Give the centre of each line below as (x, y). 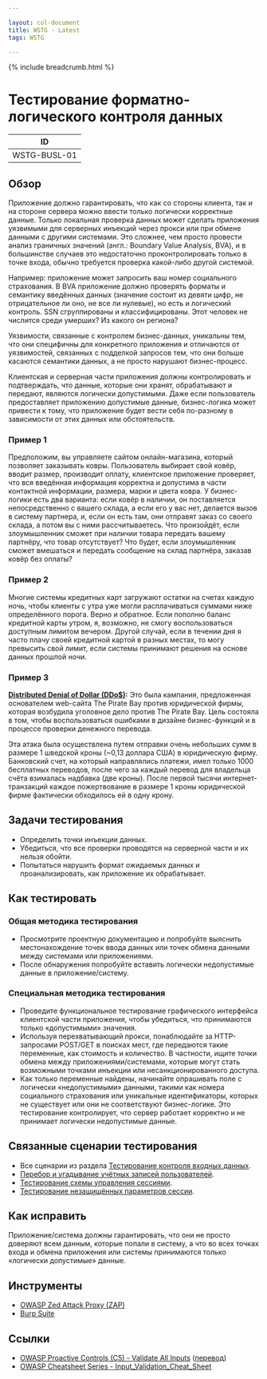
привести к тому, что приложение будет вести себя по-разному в (121, 411)
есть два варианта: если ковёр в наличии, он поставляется (134, 499)
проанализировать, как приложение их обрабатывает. (112, 873)
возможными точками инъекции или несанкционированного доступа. (139, 1070)
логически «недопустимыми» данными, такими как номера (122, 1087)
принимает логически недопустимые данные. (98, 1121)
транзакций (28, 787)
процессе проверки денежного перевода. (80, 729)
